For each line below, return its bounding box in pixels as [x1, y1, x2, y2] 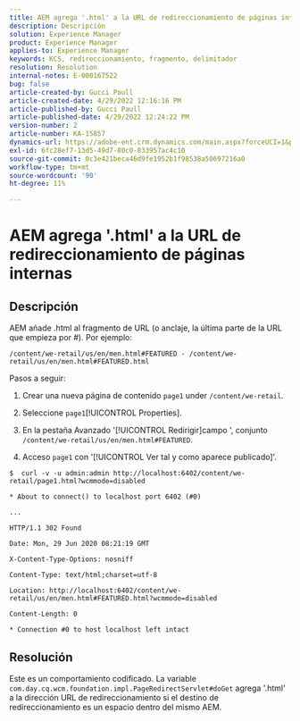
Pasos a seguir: [9, 373, 66, 384]
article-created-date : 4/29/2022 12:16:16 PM [9, 96, 181, 105]
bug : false [9, 80, 50, 88]
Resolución [9, 650, 73, 665]
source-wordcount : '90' [9, 171, 98, 180]
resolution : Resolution [9, 63, 98, 72]
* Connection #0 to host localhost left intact [9, 625, 190, 634]
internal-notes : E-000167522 [9, 71, 118, 80]
